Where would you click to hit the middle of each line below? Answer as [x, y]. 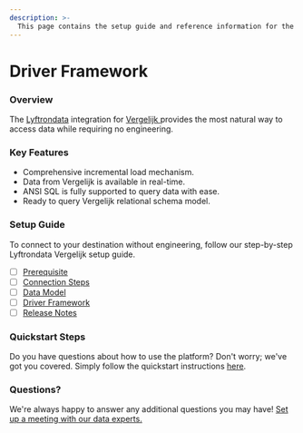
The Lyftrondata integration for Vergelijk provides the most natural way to [146, 119]
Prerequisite [45, 271]
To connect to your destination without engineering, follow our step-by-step [151, 244]
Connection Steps [56, 281]
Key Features [39, 153]
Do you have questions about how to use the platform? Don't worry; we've [148, 357]
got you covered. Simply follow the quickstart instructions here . [128, 366]
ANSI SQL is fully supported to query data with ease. [121, 192]
